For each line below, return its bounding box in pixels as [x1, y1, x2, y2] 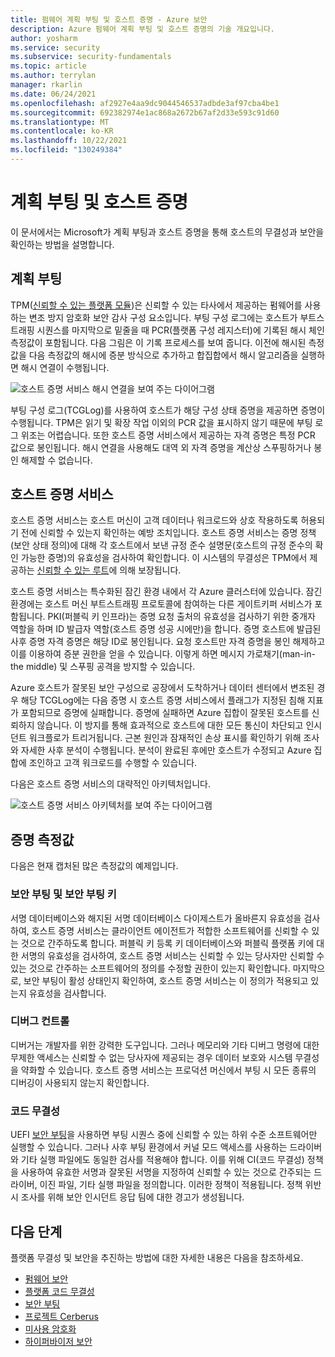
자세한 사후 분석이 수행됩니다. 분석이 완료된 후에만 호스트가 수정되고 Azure [20, 744, 312, 756]
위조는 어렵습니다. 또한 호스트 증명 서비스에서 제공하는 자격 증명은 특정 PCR [20, 429, 316, 441]
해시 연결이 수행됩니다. [20, 361, 110, 373]
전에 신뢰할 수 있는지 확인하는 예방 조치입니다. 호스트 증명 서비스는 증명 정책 [20, 527, 317, 539]
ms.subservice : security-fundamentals [10, 52, 172, 62]
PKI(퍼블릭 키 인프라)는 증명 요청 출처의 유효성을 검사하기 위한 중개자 [47, 611, 316, 623]
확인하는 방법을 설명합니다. [10, 238, 115, 250]
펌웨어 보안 [24, 1272, 69, 1285]
